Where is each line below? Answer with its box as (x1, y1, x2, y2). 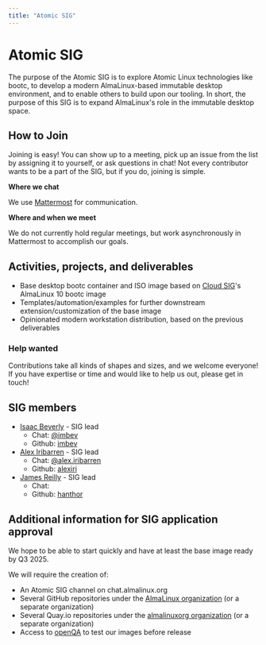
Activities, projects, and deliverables (8, 260, 194, 273)
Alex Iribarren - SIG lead (19, 447, 99, 457)
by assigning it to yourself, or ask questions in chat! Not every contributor (8, 158, 249, 168)
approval (8, 525, 53, 539)
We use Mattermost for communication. (8, 198, 138, 207)
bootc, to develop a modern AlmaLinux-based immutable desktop (8, 80, 223, 90)
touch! (8, 378, 29, 388)
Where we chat (8, 182, 60, 191)
